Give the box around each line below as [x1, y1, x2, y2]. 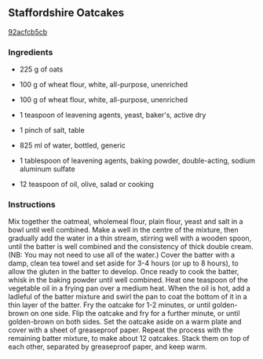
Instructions [8, 200, 57, 211]
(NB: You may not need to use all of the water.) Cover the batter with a [8, 251, 236, 260]
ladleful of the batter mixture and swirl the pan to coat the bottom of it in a [8, 292, 247, 302]
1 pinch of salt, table [19, 126, 85, 135]
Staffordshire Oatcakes [8, 6, 124, 20]
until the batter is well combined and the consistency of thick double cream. [8, 242, 254, 251]
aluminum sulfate [19, 164, 76, 174]
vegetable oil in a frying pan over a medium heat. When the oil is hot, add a [8, 284, 251, 293]
